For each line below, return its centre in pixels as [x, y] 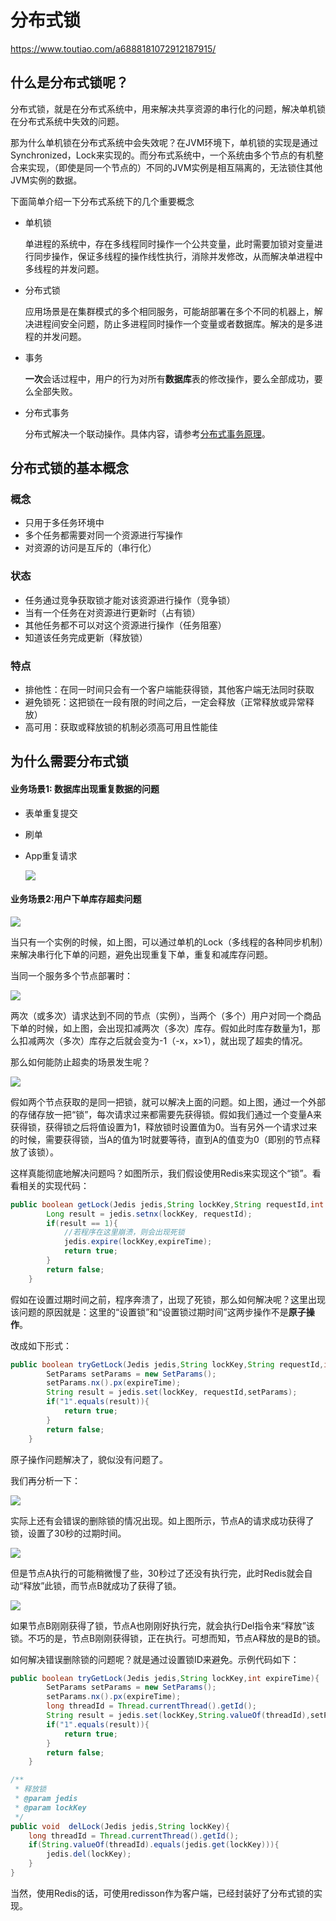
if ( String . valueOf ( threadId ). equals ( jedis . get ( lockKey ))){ [154, 1845]
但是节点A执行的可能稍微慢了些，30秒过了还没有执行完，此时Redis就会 [157, 1573]
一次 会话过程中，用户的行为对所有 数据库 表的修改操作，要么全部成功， [169, 378]
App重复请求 [51, 855]
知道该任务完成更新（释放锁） [86, 637]
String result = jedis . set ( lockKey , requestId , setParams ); [172, 1392]
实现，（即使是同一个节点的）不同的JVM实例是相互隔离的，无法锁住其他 [175, 167]
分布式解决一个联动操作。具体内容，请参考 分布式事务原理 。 [147, 433]
